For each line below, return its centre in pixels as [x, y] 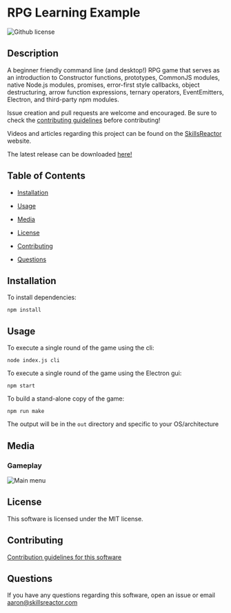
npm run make [26, 412]
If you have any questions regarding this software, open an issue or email [111, 595]
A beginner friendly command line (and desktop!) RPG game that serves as [113, 70]
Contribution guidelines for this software [64, 557]
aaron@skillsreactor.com [42, 603]
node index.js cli [33, 361]
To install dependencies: [42, 297]
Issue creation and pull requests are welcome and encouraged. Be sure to [112, 112]
